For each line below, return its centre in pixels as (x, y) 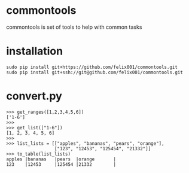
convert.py (34, 96)
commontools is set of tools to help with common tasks (74, 27)
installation (35, 51)
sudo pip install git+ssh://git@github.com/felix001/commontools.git (95, 72)
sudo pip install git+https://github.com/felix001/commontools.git (92, 67)
